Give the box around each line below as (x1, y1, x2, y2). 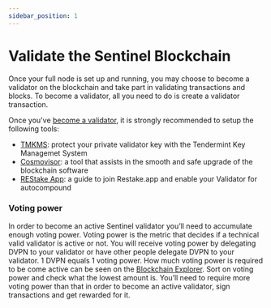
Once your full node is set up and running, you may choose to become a (8, 74, 250, 83)
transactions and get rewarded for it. (8, 289, 131, 300)
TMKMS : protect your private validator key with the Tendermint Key (19, 139, 246, 149)
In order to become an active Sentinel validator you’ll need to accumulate (8, 220, 253, 231)
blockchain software (19, 165, 89, 175)
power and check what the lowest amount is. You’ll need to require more (8, 272, 251, 282)
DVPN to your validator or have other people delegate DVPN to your (8, 246, 235, 256)
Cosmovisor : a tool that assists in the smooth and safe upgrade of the (19, 156, 253, 166)
